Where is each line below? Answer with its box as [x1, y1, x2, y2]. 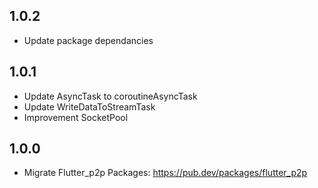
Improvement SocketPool [23, 111, 129, 123]
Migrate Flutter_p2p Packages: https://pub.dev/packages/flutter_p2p [23, 167, 308, 179]
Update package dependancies [23, 34, 154, 46]
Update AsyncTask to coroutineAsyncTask [23, 90, 198, 102]
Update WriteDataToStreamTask [23, 100, 156, 113]
